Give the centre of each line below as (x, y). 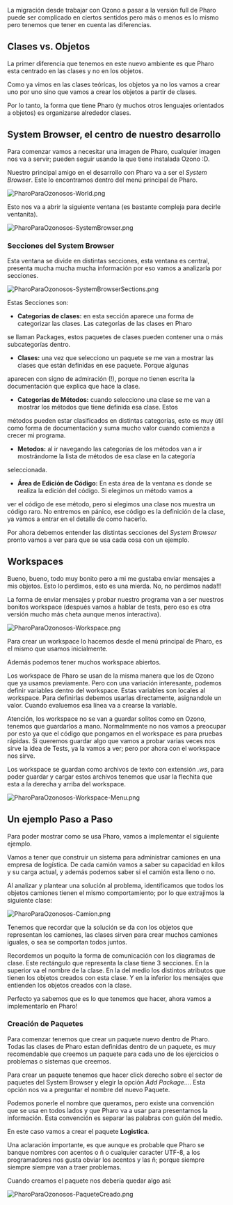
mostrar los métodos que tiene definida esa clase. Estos (98, 407)
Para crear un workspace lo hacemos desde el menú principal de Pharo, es (115, 641)
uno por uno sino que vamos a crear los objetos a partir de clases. (102, 92)
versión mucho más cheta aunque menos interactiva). (84, 614)
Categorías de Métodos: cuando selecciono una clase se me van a (114, 399)
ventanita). (23, 214)
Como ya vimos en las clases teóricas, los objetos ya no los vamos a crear (114, 84)
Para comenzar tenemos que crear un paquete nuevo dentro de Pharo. (109, 1039)
